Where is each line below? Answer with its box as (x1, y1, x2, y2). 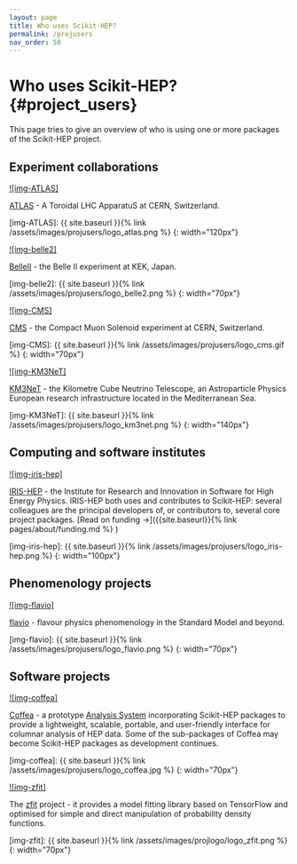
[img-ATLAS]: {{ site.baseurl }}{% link (9, 218, 147, 227)
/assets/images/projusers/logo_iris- (152, 541, 283, 551)
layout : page (9, 12, 58, 22)
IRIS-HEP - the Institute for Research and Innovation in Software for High (9, 486, 275, 496)
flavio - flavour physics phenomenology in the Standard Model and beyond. (9, 616, 285, 627)
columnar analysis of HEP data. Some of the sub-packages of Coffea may (9, 729, 279, 740)
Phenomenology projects (9, 576, 152, 591)
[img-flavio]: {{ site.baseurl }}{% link (9, 634, 143, 645)
